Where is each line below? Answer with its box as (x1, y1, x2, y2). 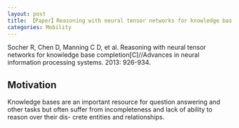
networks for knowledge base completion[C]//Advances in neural (7, 50, 200, 59)
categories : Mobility (7, 23, 72, 31)
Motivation (7, 79, 57, 91)
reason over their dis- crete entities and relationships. (7, 113, 166, 122)
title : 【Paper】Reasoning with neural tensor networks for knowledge (7, 17, 220, 24)
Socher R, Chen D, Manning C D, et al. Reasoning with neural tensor (7, 43, 207, 52)
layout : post (7, 10, 46, 18)
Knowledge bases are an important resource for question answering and (7, 97, 220, 107)
